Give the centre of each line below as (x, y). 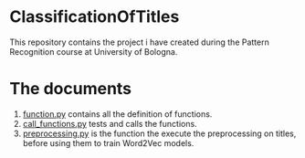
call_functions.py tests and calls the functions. (110, 123)
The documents (71, 89)
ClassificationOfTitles (95, 17)
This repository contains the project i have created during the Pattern (139, 42)
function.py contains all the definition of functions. (117, 114)
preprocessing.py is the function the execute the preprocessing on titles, (159, 133)
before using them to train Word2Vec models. (108, 142)
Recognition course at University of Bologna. (94, 51)
